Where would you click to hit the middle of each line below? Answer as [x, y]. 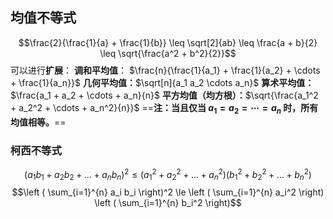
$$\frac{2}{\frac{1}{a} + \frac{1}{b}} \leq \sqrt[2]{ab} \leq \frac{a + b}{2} [168, 42]
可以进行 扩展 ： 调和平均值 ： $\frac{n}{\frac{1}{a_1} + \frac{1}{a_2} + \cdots [165, 70]
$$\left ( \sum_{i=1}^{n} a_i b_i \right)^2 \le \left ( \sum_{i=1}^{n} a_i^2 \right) [168, 192]
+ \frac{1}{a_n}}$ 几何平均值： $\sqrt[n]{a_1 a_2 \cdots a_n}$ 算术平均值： [162, 82]
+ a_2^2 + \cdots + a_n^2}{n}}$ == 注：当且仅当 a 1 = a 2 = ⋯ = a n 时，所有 [164, 108]
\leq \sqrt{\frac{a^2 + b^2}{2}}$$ [168, 53]
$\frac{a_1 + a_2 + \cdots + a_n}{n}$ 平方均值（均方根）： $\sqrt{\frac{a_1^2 [164, 95]
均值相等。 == [38, 122]
